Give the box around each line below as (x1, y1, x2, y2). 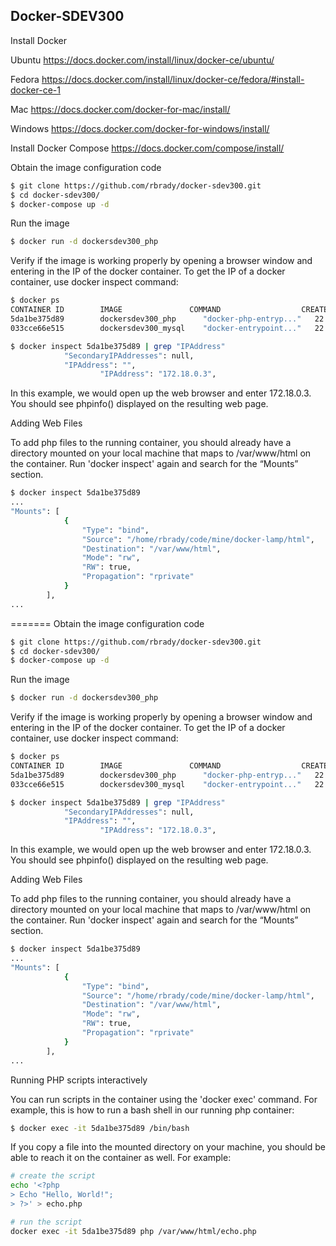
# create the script (10, 1171, 97, 1181)
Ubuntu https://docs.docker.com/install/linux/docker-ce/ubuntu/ (10, 54, 275, 66)
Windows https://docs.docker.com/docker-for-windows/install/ (10, 122, 270, 134)
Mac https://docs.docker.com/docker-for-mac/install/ (10, 103, 231, 115)
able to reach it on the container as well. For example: (10, 1152, 232, 1164)
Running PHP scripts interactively (10, 1074, 148, 1086)
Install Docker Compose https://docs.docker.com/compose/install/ (10, 142, 285, 154)
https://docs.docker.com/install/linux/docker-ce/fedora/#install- (41, 73, 305, 85)
